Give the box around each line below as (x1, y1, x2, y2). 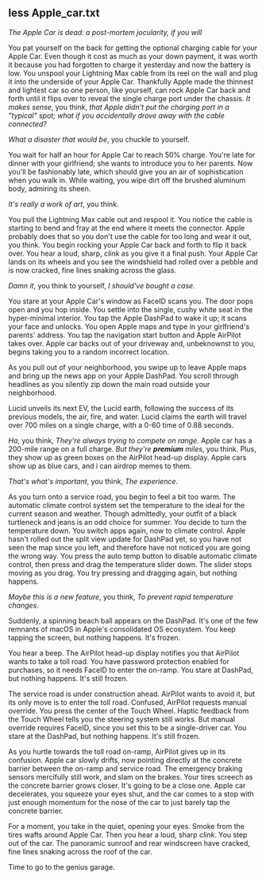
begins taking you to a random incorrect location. (8, 346, 169, 357)
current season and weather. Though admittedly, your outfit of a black (8, 509, 237, 518)
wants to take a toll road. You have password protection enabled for (8, 656, 230, 666)
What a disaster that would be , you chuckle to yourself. (8, 135, 190, 144)
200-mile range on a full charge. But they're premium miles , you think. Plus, (8, 444, 256, 453)
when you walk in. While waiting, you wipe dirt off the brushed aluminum (8, 175, 246, 185)
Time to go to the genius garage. (8, 862, 115, 871)
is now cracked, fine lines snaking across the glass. (8, 265, 177, 275)
